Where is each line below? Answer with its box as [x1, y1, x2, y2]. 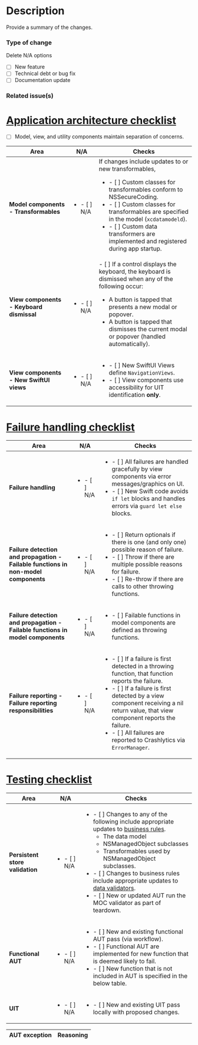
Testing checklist [6, 773, 93, 786]
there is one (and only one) [111, 538, 187, 546]
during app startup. [108, 245, 162, 253]
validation [9, 865, 38, 874]
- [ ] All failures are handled [111, 458, 189, 466]
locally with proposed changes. [93, 1008, 180, 1017]
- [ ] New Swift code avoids [111, 487, 189, 496]
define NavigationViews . [108, 369, 175, 377]
